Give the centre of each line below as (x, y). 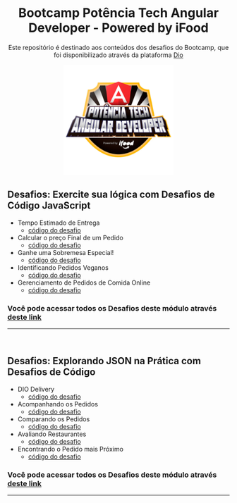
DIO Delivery (36, 389)
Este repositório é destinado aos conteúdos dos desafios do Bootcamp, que (119, 47)
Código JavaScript (49, 206)
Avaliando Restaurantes (52, 434)
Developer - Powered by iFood (119, 28)
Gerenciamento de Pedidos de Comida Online (84, 282)
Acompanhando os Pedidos (58, 404)
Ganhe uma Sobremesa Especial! (66, 252)
